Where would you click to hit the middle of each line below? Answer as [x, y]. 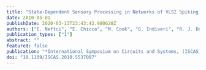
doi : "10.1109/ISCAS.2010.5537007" [52, 57]
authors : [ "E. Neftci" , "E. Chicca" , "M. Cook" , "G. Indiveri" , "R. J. [100, 29]
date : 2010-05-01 [29, 18]
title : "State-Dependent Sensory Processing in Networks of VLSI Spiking [103, 12]
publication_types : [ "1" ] [39, 35]
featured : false [27, 46]
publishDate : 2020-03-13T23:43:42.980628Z [61, 23]
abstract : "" [23, 40]
